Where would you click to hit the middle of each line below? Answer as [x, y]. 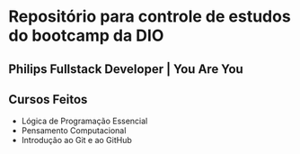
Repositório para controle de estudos [150, 17]
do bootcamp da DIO [86, 36]
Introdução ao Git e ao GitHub [76, 140]
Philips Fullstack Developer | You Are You [126, 69]
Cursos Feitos [48, 100]
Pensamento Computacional [74, 131]
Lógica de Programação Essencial [84, 121]
